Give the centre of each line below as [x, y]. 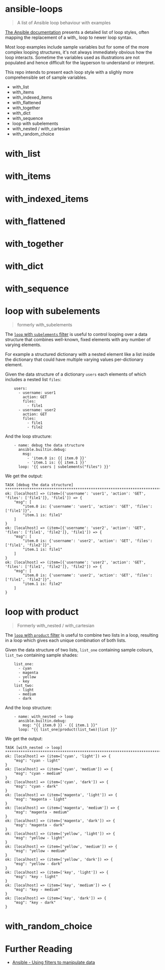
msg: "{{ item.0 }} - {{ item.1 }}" [60, 725]
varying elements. [23, 345]
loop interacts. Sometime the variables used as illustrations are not [72, 57]
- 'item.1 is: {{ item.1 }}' [57, 463]
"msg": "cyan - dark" [36, 787]
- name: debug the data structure [49, 445]
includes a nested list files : [33, 380]
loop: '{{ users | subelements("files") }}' [64, 467]
